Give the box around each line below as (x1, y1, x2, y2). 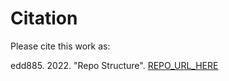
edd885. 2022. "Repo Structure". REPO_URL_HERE (10, 59, 219, 71)
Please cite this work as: (10, 40, 111, 52)
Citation (10, 7, 78, 30)
